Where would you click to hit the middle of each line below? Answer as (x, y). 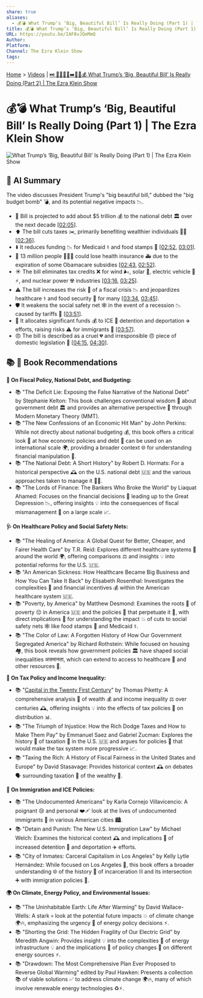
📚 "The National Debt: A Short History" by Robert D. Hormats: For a (99, 463)
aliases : (17, 18)
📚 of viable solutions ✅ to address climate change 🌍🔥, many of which (103, 979)
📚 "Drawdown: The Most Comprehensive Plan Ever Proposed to (95, 964)
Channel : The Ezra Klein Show (44, 51)
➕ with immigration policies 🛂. (52, 880)
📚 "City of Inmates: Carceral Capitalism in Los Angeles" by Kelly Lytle (102, 856)
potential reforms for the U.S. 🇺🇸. (57, 565)
